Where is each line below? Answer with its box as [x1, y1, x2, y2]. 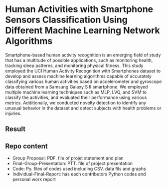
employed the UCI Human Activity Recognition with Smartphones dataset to [5, 67, 161, 73]
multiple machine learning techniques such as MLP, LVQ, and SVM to [5, 89, 147, 95]
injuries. [5, 110, 21, 116]
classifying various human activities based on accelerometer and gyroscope [5, 78, 162, 84]
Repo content [5, 141, 48, 150]
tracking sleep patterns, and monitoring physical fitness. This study [5, 62, 144, 68]
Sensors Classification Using [5, 14, 128, 25]
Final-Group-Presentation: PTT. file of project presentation [12, 160, 133, 166]
